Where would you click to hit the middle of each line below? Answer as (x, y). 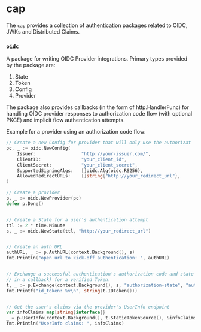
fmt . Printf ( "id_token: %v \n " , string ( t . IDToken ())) (72, 291)
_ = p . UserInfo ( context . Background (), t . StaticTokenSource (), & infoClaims (101, 318)
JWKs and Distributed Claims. (43, 31)
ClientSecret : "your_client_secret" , (77, 165)
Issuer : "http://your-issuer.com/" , (84, 154)
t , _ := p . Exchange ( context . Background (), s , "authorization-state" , (95, 285)
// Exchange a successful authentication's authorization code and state (100, 274)
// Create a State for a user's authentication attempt (77, 220)
